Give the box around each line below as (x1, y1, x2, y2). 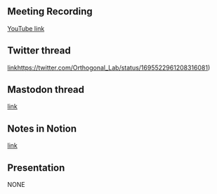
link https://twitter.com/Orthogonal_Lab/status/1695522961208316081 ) (7, 63, 211, 72)
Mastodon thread (7, 84, 85, 96)
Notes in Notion (7, 122, 77, 134)
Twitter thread (7, 45, 72, 57)
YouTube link (7, 24, 45, 32)
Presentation (7, 162, 65, 174)
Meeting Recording (7, 6, 93, 18)
